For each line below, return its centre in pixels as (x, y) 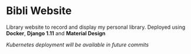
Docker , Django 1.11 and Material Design (56, 33)
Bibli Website (39, 11)
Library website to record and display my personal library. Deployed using (96, 27)
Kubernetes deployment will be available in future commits (78, 45)
